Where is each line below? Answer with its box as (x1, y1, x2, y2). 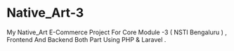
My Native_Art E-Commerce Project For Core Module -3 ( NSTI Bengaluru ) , (6, 28, 228, 36)
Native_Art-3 (6, 5, 84, 21)
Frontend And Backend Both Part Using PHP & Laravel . (6, 35, 167, 43)
